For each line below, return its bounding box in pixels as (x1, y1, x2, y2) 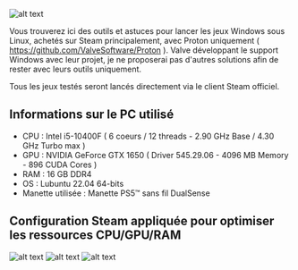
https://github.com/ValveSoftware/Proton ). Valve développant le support (9, 45, 279, 55)
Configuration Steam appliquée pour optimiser (9, 214, 275, 229)
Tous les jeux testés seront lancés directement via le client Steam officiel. (9, 81, 280, 91)
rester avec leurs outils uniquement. (9, 63, 141, 74)
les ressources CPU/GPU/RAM (9, 228, 182, 243)
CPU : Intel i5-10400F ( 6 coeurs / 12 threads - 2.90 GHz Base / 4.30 (21, 131, 275, 141)
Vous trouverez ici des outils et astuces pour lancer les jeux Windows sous (9, 26, 285, 36)
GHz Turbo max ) (21, 139, 86, 151)
